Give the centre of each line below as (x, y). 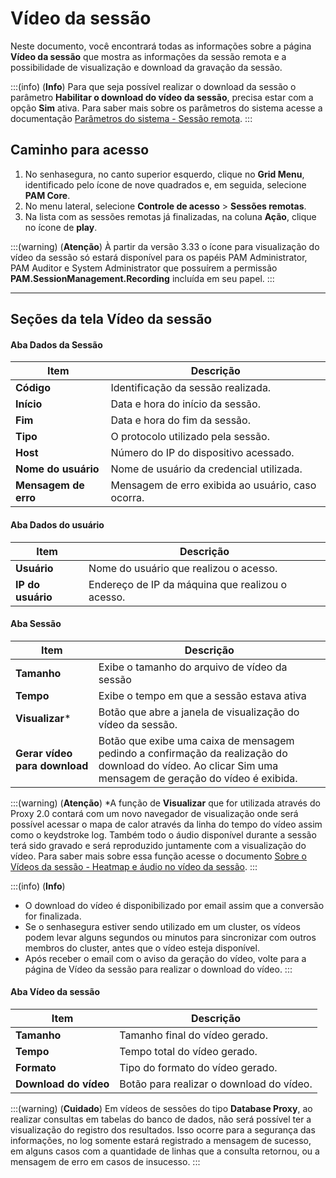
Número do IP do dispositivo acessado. (202, 453)
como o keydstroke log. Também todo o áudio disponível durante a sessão (163, 834)
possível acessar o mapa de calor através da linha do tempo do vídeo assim (166, 824)
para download (52, 765)
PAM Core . (47, 195)
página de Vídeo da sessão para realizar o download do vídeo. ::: (158, 969)
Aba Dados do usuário (57, 524)
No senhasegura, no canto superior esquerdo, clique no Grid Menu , (164, 174)
